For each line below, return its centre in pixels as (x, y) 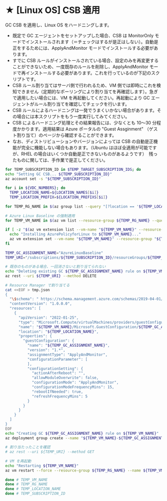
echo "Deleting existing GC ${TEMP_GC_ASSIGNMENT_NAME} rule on (73, 271)
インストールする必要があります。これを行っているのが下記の (88, 73)
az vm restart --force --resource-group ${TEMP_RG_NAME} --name (73, 470)
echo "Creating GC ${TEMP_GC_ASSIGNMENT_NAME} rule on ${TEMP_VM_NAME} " (82, 433)
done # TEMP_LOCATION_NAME (33, 489)
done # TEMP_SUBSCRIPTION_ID (35, 494)
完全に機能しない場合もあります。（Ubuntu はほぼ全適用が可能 (84, 147)
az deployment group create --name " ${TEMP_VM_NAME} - (62, 438)
